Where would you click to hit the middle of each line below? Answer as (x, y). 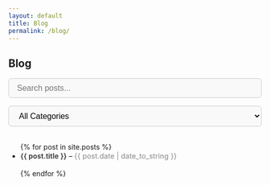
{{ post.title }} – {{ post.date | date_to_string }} (98, 156)
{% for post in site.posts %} (66, 146)
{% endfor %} (43, 173)
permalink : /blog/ (39, 31)
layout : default (35, 16)
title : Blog (28, 23)
